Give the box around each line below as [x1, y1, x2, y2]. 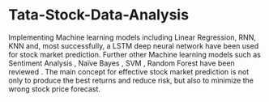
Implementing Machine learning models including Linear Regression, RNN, [8, 32, 257, 42]
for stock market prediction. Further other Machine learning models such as [8, 49, 261, 59]
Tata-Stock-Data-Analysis [8, 6, 189, 24]
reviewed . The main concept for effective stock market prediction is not [8, 66, 250, 76]
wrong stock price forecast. [8, 83, 101, 94]
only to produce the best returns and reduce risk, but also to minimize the [8, 75, 254, 85]
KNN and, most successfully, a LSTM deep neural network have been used [8, 40, 259, 50]
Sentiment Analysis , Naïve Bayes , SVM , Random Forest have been [8, 58, 235, 68]
